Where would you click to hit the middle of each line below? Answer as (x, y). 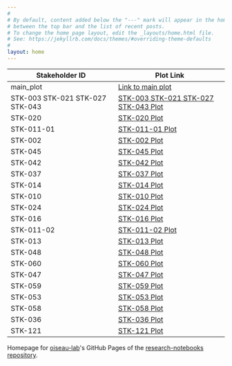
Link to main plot (145, 87)
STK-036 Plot (141, 319)
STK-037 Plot (141, 174)
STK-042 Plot (141, 163)
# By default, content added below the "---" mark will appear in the (111, 20)
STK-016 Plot (141, 218)
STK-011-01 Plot (148, 129)
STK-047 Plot (141, 274)
